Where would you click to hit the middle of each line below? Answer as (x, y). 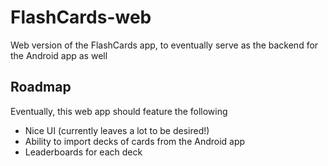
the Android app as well (59, 55)
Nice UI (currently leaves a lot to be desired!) (117, 130)
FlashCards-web (81, 17)
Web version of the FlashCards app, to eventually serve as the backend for (164, 45)
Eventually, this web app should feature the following (119, 111)
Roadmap (41, 87)
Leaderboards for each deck (83, 152)
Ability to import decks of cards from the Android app (135, 141)
